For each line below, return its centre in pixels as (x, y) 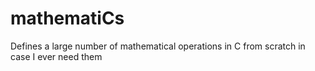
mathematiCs (67, 18)
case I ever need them (56, 56)
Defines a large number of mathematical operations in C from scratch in (158, 46)
